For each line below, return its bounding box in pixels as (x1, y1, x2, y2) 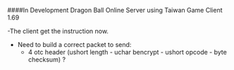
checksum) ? (27, 55, 66, 64)
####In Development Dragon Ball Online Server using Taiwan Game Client (7, 6, 223, 14)
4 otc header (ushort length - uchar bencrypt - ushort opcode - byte (27, 48, 227, 56)
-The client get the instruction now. (7, 27, 109, 35)
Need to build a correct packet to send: (17, 41, 132, 48)
